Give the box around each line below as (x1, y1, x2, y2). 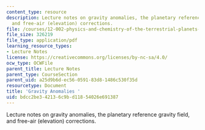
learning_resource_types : (6, 43, 72, 49)
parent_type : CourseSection (6, 71, 78, 78)
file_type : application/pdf (6, 37, 78, 43)
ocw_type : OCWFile (6, 60, 53, 66)
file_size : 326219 (6, 32, 53, 38)
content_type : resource (6, 9, 67, 15)
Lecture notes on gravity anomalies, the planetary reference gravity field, (6, 110, 190, 118)
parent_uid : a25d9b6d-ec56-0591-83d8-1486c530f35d (6, 77, 138, 83)
